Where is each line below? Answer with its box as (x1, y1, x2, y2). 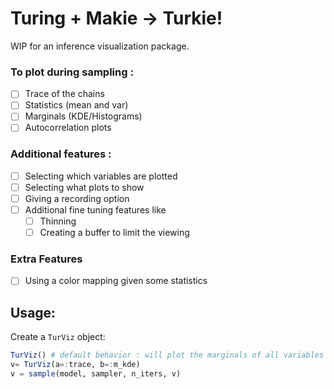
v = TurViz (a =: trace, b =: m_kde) (10, 360, 141, 370)
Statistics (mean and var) (24, 99, 129, 111)
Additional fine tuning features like (24, 203, 167, 216)
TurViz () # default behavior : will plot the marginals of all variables (10, 350, 325, 361)
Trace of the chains (24, 88, 105, 100)
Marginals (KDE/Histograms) (24, 110, 143, 122)
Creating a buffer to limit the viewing (39, 227, 190, 239)
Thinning (39, 215, 77, 227)
